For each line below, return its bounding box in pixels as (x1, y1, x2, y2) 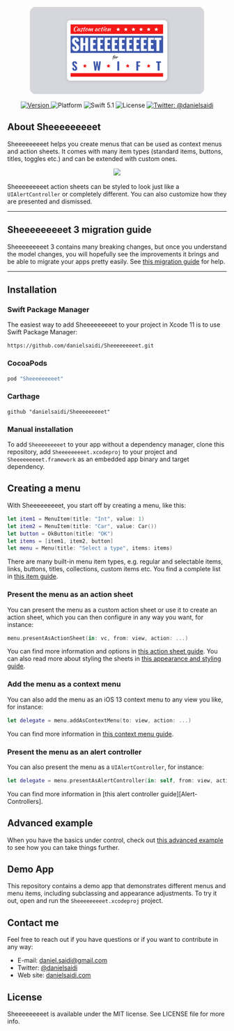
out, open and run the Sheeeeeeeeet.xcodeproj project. (7, 897, 164, 905)
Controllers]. (7, 797, 43, 805)
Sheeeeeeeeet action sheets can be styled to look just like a (7, 182, 180, 191)
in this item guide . (7, 572, 58, 581)
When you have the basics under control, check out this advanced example (7, 836, 224, 844)
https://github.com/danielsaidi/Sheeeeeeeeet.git (7, 342, 155, 350)
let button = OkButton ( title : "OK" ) (7, 530, 114, 537)
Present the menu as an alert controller (7, 747, 142, 757)
